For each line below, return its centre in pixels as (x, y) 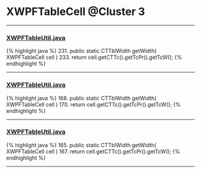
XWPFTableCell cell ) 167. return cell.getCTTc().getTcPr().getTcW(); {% (93, 151)
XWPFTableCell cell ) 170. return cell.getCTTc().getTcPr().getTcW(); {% (94, 105)
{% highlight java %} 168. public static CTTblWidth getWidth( (81, 98)
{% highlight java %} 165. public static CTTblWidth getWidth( (81, 145)
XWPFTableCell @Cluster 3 (76, 12)
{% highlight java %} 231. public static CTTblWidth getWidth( (81, 51)
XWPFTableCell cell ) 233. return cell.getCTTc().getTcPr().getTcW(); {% (94, 57)
